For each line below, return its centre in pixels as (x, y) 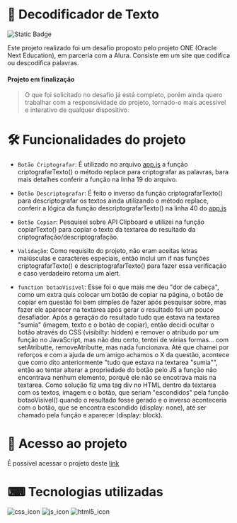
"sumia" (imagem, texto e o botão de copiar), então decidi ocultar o (116, 325)
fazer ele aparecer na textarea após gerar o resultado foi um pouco (116, 310)
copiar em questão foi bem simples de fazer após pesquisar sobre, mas (122, 302)
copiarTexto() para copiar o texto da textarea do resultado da (106, 230)
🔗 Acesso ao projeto (67, 444)
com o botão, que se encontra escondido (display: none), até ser (112, 407)
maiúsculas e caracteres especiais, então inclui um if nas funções (114, 259)
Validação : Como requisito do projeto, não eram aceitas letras (108, 251)
